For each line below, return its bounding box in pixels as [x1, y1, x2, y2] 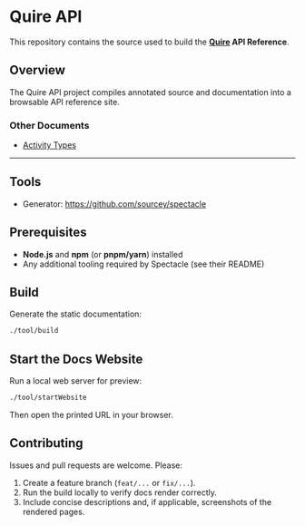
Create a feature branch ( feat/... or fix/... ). [22, 477, 196, 488]
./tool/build [9, 326, 59, 336]
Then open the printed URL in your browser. [9, 410, 174, 421]
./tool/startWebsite [9, 393, 88, 403]
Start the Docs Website [9, 351, 143, 366]
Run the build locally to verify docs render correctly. [22, 487, 218, 498]
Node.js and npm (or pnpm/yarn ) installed [22, 248, 183, 259]
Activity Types [22, 140, 77, 151]
